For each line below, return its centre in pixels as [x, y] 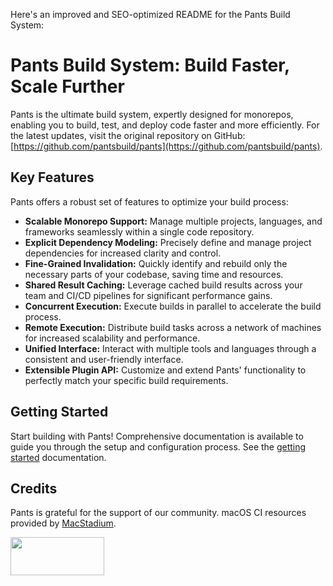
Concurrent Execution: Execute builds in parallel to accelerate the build [173, 306]
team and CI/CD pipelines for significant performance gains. [148, 295]
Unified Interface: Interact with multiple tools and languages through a [170, 348]
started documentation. [58, 457]
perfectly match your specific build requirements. [126, 380]
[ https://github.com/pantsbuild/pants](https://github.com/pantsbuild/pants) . [166, 146]
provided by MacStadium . [63, 523]
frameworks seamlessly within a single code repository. [139, 231]
